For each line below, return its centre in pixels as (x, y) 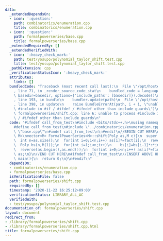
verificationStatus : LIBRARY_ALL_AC (46, 195)
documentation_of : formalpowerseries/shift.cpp (54, 208)
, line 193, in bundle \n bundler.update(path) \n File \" (77, 100)
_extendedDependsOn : (30, 14)
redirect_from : (20, 217)
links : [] (24, 82)
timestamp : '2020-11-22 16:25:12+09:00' (51, 190)
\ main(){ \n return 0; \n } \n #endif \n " (53, 158)
